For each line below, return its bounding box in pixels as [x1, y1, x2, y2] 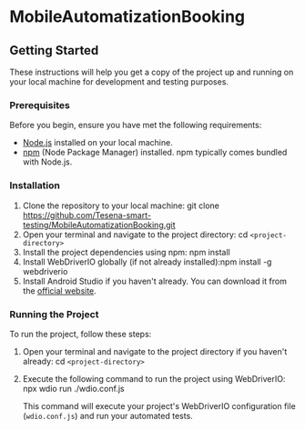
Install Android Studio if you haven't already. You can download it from [22, 275, 287, 286]
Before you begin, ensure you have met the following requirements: [9, 120, 262, 131]
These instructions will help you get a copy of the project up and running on [9, 66, 294, 77]
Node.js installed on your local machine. [22, 137, 173, 148]
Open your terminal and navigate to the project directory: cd [22, 229, 249, 240]
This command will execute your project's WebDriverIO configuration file [22, 400, 296, 411]
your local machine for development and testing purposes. [9, 76, 229, 87]
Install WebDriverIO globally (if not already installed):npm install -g [22, 256, 272, 267]
